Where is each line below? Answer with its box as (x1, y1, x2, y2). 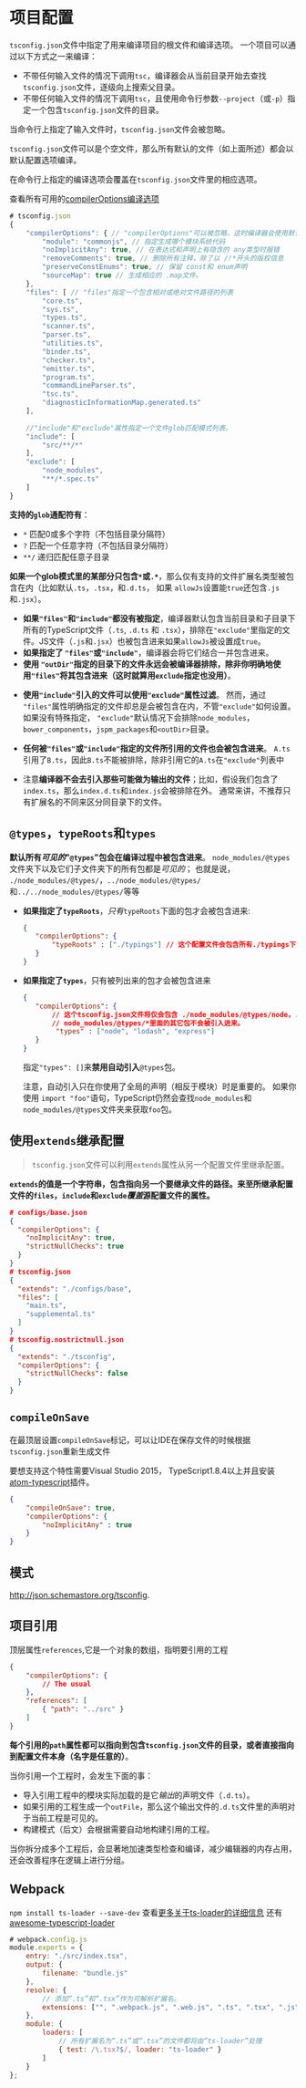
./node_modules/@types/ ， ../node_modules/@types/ (9, 874, 202, 885)
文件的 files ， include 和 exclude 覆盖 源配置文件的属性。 (9, 1189, 216, 1200)
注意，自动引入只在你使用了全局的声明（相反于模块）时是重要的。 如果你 (22, 1081, 297, 1092)
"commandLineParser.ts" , (42, 381, 137, 390)
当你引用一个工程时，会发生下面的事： (9, 1770, 153, 1781)
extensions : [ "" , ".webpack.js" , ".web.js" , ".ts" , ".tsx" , (42, 2002, 275, 2011)
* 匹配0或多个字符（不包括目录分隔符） (22, 528, 170, 539)
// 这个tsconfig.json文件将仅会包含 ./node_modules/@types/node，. (51, 1010, 299, 1019)
